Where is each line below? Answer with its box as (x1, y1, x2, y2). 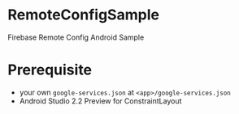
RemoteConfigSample (7, 6, 160, 24)
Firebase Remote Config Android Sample (7, 32, 145, 42)
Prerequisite (7, 61, 93, 79)
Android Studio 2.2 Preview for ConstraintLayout (19, 95, 182, 106)
